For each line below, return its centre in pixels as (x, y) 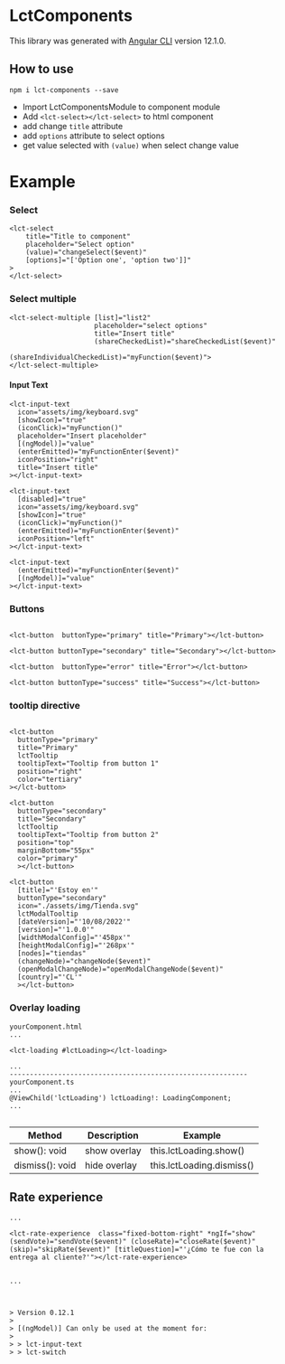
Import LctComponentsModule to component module (121, 107)
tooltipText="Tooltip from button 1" (88, 764)
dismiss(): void (45, 1165)
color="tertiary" (50, 780)
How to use (41, 69)
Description (113, 1135)
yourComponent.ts (42, 1082)
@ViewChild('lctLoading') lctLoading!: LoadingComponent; (120, 1098)
